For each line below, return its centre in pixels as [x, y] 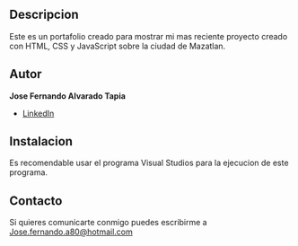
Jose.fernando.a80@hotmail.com [71, 232]
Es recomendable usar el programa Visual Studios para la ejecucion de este [149, 163]
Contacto [36, 201]
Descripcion [44, 15]
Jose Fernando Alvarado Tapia [67, 96]
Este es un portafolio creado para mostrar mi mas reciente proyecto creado [149, 36]
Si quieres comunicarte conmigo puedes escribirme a [109, 223]
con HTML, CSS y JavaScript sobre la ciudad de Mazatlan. [118, 46]
